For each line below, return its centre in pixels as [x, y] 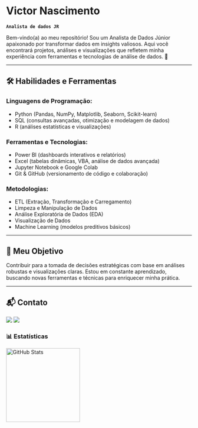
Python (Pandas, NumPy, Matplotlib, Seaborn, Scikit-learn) [86, 114]
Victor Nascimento [53, 11]
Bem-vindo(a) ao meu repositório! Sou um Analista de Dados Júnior [88, 37]
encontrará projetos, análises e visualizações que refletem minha [85, 50]
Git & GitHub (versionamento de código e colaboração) [81, 173]
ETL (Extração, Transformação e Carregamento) [73, 202]
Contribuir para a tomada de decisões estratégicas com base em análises [95, 265]
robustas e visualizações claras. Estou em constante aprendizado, [86, 272]
